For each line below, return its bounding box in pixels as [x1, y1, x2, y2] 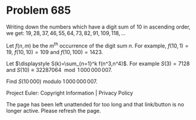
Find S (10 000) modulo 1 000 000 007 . [6, 78, 98, 85]
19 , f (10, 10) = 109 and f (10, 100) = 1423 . [6, 48, 103, 55]
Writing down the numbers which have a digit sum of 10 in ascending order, [6, 23, 191, 30]
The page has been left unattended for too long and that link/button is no [6, 100, 184, 108]
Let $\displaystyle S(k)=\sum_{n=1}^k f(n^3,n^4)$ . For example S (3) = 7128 [6, 60, 190, 67]
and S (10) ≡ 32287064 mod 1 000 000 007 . [6, 66, 112, 73]
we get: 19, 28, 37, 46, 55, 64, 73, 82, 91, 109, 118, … [6, 29, 126, 36]
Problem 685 [6, 4, 71, 17]
